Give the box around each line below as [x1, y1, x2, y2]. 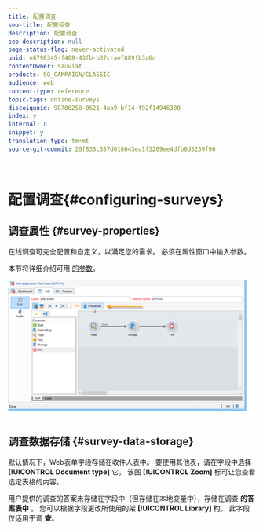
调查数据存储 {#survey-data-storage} [8, 435, 194, 448]
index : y [8, 112, 37, 120]
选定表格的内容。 [8, 477, 64, 486]
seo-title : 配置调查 [8, 20, 71, 29]
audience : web [8, 79, 55, 86]
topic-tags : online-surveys [8, 95, 100, 104]
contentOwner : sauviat [8, 63, 82, 71]
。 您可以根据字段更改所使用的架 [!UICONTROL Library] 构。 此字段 [30, 503, 250, 513]
